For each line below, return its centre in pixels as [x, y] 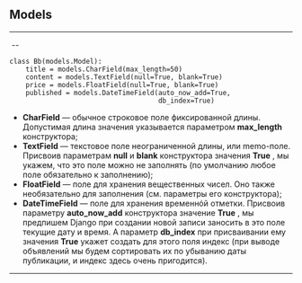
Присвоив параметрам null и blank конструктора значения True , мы [155, 155]
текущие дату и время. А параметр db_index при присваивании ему [154, 232]
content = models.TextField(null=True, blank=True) [124, 77]
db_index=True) [187, 101]
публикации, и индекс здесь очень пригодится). [115, 261]
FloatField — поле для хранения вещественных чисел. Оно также [149, 184]
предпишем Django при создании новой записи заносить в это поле [154, 222]
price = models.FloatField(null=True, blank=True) [122, 84]
